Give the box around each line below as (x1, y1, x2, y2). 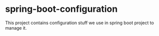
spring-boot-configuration (5, 3, 118, 15)
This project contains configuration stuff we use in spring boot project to (5, 20, 155, 26)
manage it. (5, 25, 27, 31)
